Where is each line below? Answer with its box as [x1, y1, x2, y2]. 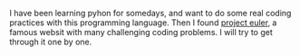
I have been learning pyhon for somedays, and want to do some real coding [9, 8, 292, 18]
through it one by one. [9, 36, 92, 47]
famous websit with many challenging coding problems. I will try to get [9, 27, 274, 37]
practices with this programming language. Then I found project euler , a [9, 17, 277, 28]
